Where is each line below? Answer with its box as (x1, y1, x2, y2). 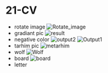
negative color (14, 36, 50, 43)
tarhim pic (14, 42, 39, 49)
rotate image (14, 23, 46, 30)
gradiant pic (14, 29, 44, 36)
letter (14, 61, 27, 68)
